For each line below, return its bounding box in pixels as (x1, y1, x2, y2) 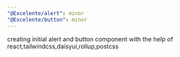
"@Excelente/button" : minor (7, 16, 88, 23)
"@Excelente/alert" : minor (7, 9, 85, 17)
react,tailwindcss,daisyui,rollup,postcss (7, 42, 119, 50)
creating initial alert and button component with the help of (7, 35, 174, 43)
